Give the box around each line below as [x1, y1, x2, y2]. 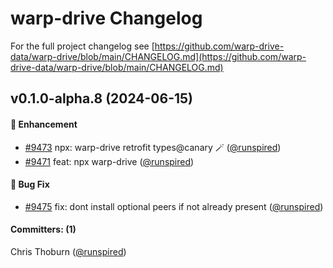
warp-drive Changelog [10, 7, 203, 30]
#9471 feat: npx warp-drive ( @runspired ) [24, 155, 195, 167]
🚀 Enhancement [10, 118, 78, 130]
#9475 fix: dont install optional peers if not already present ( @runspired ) [24, 200, 324, 212]
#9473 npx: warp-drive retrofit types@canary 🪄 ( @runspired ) [24, 141, 282, 153]
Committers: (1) [10, 223, 77, 236]
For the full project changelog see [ [10, 40, 155, 52]
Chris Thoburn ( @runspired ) [10, 245, 127, 257]
